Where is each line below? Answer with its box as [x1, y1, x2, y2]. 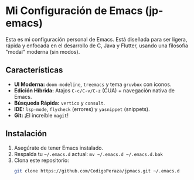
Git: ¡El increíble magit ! [13, 112, 69, 119]
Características [5, 65, 63, 75]
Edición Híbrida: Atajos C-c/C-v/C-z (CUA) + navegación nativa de [13, 86, 175, 94]
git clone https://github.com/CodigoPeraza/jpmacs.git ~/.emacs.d [13, 168, 180, 174]
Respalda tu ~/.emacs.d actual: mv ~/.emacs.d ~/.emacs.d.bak [13, 150, 164, 157]
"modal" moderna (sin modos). [5, 48, 80, 55]
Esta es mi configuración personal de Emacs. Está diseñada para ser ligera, [5, 36, 188, 43]
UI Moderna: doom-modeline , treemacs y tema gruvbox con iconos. [13, 81, 172, 88]
